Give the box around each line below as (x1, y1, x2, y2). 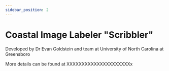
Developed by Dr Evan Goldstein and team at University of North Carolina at (5, 46, 164, 52)
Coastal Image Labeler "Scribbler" (5, 29, 154, 40)
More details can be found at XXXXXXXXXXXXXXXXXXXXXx (5, 61, 133, 67)
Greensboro (5, 51, 30, 57)
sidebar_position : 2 (5, 7, 49, 13)
